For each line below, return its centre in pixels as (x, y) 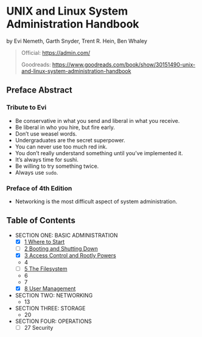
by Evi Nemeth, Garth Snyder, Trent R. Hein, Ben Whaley (77, 41)
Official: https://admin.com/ (55, 52)
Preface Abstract (40, 90)
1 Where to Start (44, 241)
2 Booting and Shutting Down (61, 248)
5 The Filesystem (46, 268)
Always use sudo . (37, 172)
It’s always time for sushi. (47, 159)
